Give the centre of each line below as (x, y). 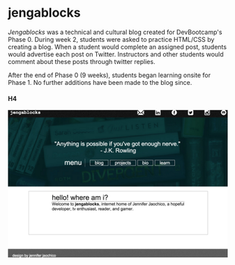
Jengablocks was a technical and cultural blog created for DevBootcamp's (115, 32)
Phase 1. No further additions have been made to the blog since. (100, 82)
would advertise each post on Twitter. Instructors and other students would (116, 54)
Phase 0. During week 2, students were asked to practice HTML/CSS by (111, 39)
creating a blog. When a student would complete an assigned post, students (117, 47)
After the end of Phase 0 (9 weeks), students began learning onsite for (109, 75)
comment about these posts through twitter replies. (82, 61)
